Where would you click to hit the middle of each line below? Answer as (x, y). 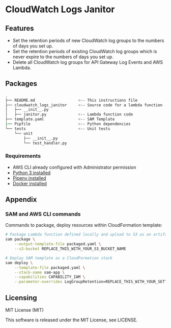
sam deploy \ (19, 263)
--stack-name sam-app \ (40, 272)
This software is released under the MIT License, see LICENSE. (72, 320)
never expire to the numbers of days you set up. (63, 57)
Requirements (23, 156)
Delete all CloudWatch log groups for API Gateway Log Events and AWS (88, 62)
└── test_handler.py (45, 143)
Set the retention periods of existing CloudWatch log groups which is (85, 51)
